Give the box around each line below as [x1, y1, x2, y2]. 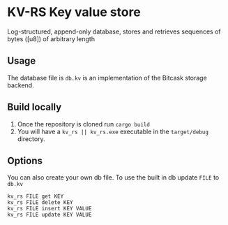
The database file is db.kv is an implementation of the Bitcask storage [7, 73, 207, 82]
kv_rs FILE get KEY [7, 193, 64, 200]
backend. [7, 81, 34, 89]
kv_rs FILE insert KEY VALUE [7, 205, 92, 212]
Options [7, 154, 43, 166]
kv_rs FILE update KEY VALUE [7, 211, 92, 219]
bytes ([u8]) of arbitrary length [7, 34, 96, 43]
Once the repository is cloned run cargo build [17, 119, 150, 128]
